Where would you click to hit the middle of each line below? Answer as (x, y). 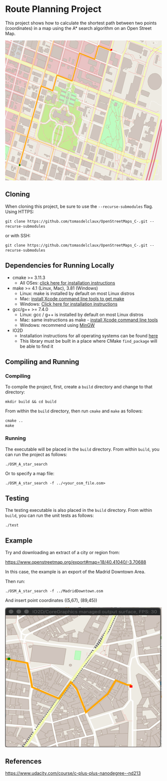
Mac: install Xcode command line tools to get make (72, 298)
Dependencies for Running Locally (60, 265)
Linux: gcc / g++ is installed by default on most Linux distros (82, 314)
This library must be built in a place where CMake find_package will (88, 341)
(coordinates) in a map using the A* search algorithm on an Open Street (78, 28)
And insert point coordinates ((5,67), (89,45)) (51, 600)
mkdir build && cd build (31, 402)
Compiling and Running (42, 362)
